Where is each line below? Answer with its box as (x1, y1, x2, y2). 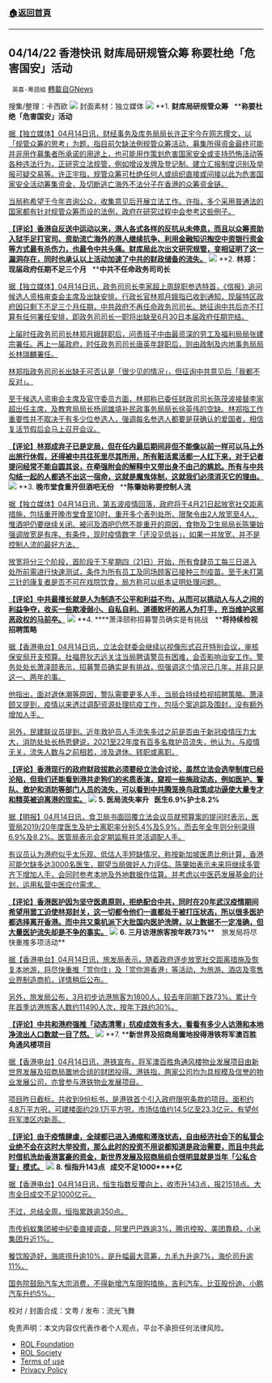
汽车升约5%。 (8, 1289, 56, 1299)
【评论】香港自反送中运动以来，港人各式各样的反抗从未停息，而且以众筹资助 (8, 224, 264, 234)
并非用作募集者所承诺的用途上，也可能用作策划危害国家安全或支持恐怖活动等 (8, 149, 264, 159)
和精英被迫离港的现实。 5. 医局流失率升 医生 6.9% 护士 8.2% (8, 795, 220, 805)
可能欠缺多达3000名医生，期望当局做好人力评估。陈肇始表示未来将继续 (8, 860, 247, 870)
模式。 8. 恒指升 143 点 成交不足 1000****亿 (22, 1162, 182, 1172)
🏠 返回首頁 (8, 6, 52, 18)
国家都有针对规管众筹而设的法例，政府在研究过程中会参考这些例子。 (8, 206, 236, 216)
